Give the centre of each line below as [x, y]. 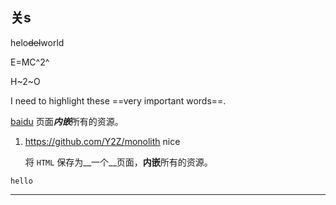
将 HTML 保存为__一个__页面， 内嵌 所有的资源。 [118, 162]
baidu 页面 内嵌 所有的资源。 [67, 121]
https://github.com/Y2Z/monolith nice [102, 141]
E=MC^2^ [30, 62]
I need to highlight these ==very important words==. [118, 100]
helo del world [37, 42]
